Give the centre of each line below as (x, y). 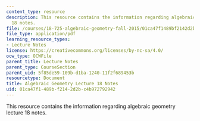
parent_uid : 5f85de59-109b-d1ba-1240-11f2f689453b (70, 73)
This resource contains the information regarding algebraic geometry (91, 106)
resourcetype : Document (36, 78)
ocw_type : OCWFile (29, 56)
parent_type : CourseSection (41, 67)
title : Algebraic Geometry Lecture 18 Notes (62, 84)
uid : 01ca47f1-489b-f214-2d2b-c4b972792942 (61, 89)
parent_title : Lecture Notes (42, 61)
